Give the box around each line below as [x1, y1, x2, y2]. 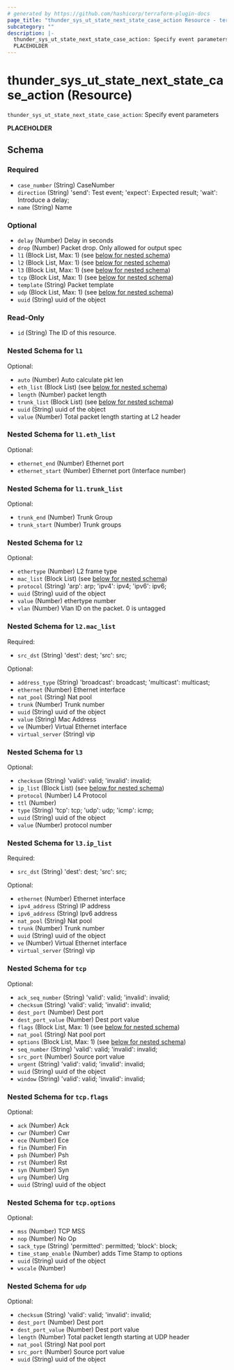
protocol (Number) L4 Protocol [17, 791, 107, 800]
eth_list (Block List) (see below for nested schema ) [17, 382, 168, 391]
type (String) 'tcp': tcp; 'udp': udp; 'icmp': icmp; [17, 806, 155, 814]
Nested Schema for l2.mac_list [7, 621, 116, 631]
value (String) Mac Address [17, 715, 97, 723]
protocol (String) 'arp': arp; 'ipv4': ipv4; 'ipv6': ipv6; [17, 582, 167, 591]
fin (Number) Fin [17, 1143, 68, 1151]
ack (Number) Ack [17, 1121, 70, 1129]
